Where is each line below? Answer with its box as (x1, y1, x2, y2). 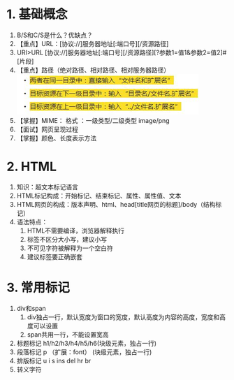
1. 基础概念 (6, 6, 68, 22)
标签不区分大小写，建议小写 (27, 235, 108, 243)
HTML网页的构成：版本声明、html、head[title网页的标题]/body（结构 (16, 200, 216, 208)
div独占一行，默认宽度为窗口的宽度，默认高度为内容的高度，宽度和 (27, 312, 220, 321)
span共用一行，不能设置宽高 (27, 330, 109, 339)
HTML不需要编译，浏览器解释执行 (27, 226, 125, 235)
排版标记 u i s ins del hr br (16, 356, 92, 365)
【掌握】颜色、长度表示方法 (16, 133, 97, 142)
